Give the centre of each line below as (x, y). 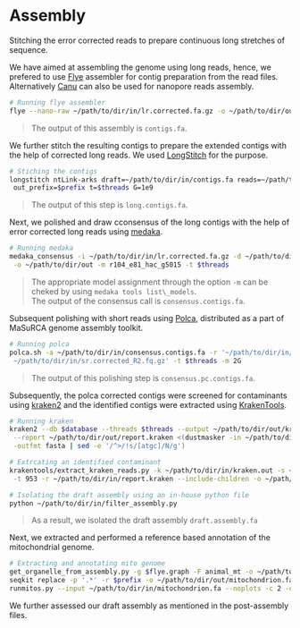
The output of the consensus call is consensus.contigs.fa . (138, 301)
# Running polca (39, 344)
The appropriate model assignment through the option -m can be (150, 282)
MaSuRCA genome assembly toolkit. (76, 327)
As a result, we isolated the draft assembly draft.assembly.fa (144, 521)
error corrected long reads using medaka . (86, 232)
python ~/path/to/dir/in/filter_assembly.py (93, 503)
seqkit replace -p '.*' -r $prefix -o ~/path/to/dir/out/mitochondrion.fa (151, 581)
